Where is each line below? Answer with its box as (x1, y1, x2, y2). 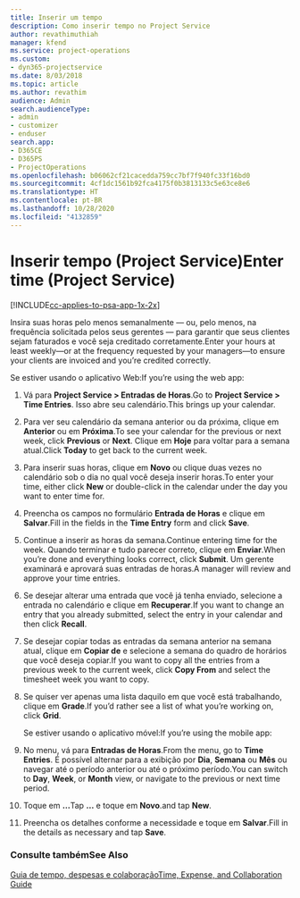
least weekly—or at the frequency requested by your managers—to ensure (10, 345, 286, 356)
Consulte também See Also (10, 849, 129, 861)
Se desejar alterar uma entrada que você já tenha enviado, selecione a (22, 590, 283, 600)
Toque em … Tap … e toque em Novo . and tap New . (22, 800, 212, 810)
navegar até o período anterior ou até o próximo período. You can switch (22, 763, 288, 774)
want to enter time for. (22, 491, 105, 501)
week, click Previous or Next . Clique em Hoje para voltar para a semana (22, 435, 290, 446)
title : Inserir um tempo (10, 13, 103, 22)
